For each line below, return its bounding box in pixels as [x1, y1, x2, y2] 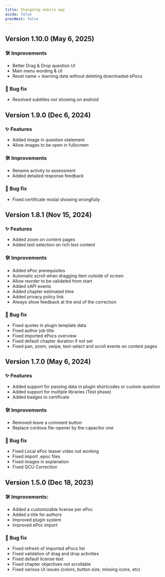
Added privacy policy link [12, 293, 64, 299]
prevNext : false [5, 16, 38, 21]
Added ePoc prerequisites [12, 267, 66, 273]
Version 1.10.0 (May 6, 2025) [5, 34, 95, 43]
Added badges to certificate [12, 394, 70, 400]
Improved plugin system [12, 516, 62, 522]
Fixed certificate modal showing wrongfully [12, 196, 100, 202]
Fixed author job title [12, 327, 54, 333]
